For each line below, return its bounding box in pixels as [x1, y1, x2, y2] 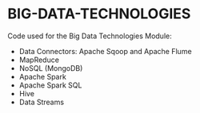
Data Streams [18, 97, 65, 107]
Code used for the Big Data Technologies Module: [7, 31, 173, 41]
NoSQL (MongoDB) [18, 63, 83, 72]
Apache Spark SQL [18, 80, 82, 90]
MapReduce [18, 55, 59, 64]
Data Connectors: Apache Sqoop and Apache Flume [18, 46, 193, 56]
